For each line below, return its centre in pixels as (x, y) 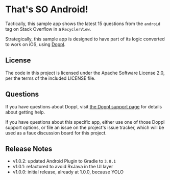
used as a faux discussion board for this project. (56, 133)
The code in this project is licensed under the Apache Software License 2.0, (85, 73)
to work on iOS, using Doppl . (35, 44)
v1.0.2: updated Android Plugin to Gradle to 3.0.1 (64, 161)
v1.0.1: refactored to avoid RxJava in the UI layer (63, 167)
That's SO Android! (47, 9)
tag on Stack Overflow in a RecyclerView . (48, 29)
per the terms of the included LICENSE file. (50, 78)
